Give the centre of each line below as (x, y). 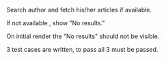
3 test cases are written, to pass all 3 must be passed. (82, 49)
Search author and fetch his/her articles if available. (79, 10)
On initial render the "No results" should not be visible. (83, 36)
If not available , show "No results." (56, 23)
